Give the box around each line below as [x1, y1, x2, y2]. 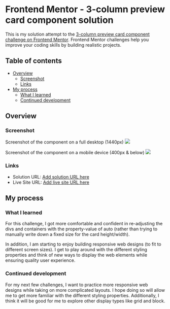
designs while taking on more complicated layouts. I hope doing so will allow [5, 287, 165, 293]
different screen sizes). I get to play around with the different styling [5, 247, 147, 253]
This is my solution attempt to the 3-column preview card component [5, 31, 150, 37]
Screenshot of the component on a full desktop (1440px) [5, 139, 124, 145]
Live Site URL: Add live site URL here [12, 179, 90, 185]
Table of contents [5, 57, 62, 65]
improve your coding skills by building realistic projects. [5, 42, 122, 48]
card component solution [5, 14, 114, 26]
